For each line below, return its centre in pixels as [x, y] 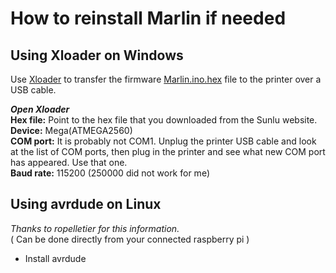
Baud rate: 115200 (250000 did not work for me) [110, 173]
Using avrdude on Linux [86, 204]
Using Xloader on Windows [97, 55]
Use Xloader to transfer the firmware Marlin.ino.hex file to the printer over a [166, 79]
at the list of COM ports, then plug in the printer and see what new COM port [168, 151]
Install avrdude [55, 258]
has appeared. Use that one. [69, 162]
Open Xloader [40, 109]
